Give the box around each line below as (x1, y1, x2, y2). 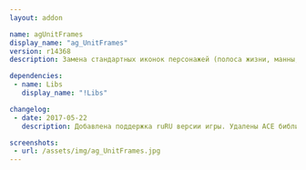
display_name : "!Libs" (21, 88, 107, 97)
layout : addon (9, 13, 64, 23)
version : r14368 (9, 46, 71, 55)
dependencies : (9, 72, 64, 81)
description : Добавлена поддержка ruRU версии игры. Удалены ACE (21, 122, 275, 131)
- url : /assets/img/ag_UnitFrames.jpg (13, 146, 161, 155)
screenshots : (9, 138, 59, 147)
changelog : (9, 105, 51, 114)
